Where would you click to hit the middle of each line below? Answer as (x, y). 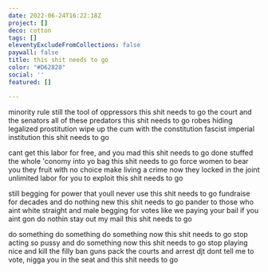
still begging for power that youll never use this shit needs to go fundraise (129, 193)
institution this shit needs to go (59, 137)
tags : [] (23, 38)
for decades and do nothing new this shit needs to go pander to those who (131, 202)
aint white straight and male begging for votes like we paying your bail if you (134, 210)
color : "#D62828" (37, 68)
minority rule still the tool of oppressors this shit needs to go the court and (130, 111)
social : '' (26, 75)
